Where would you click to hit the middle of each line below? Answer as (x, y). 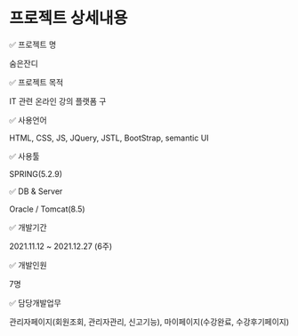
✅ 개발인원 (28, 265)
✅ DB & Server (36, 191)
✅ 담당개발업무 (36, 302)
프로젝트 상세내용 (68, 18)
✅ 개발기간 (28, 227)
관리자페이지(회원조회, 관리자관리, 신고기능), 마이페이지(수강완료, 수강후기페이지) (149, 322)
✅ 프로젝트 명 (33, 44)
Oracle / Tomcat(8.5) (48, 209)
